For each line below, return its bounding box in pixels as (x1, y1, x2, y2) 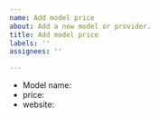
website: (22, 99, 55, 110)
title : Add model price (9, 30, 99, 39)
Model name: (22, 80, 72, 91)
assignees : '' (9, 47, 63, 56)
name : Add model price (9, 13, 95, 23)
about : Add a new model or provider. (9, 22, 152, 31)
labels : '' (9, 38, 51, 48)
